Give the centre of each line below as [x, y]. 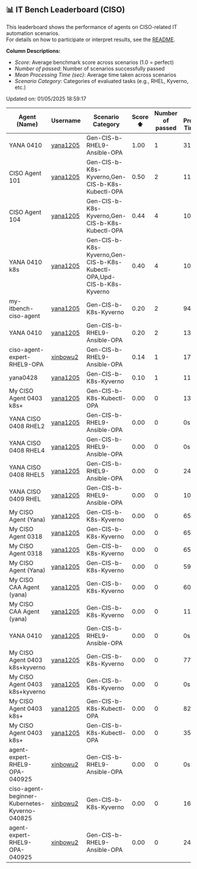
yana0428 [23, 377]
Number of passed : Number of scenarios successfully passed [90, 68]
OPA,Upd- [101, 277]
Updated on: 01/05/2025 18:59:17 [46, 98]
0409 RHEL [25, 499]
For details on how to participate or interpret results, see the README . [91, 39]
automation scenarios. [33, 33]
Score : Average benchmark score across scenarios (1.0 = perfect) [94, 62]
